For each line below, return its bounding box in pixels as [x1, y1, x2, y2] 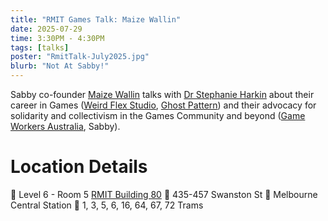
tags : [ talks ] [10, 42, 70, 53]
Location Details [10, 156, 148, 178]
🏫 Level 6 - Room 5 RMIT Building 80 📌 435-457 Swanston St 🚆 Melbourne [10, 188, 318, 200]
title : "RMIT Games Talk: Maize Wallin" [10, 14, 182, 25]
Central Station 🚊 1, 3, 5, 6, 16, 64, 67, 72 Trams [10, 199, 204, 211]
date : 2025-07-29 [10, 24, 83, 34]
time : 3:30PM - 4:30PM [10, 33, 105, 43]
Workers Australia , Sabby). [10, 121, 121, 132]
